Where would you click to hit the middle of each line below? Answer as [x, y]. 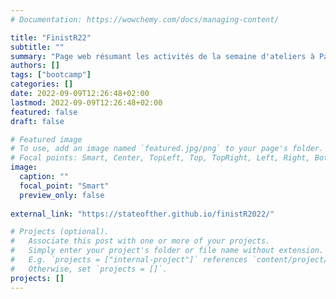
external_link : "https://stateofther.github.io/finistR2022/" [142, 214]
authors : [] [35, 66]
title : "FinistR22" [51, 37]
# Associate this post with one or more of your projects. [140, 241]
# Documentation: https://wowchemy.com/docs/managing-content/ [145, 19]
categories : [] [42, 84]
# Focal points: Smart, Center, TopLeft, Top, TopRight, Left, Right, [160, 158]
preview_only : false [62, 195]
